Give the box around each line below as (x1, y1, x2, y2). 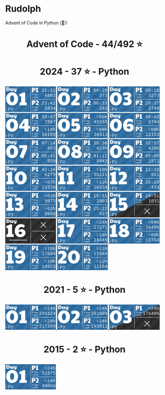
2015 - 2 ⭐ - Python (43, 344, 126, 355)
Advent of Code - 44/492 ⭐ (26, 38, 143, 50)
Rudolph (5, 3, 41, 15)
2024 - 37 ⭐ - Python (40, 66, 129, 77)
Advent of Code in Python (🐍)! (5, 20, 68, 26)
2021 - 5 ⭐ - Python (43, 284, 126, 295)
